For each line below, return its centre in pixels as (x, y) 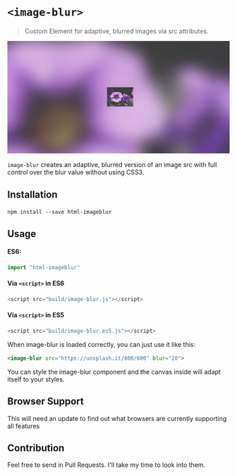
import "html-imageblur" (44, 267)
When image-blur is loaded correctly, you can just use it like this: (102, 344)
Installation (32, 194)
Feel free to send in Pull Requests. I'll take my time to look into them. (107, 465)
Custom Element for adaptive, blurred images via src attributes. (117, 31)
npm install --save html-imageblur (60, 212)
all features (24, 426)
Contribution (36, 448)
